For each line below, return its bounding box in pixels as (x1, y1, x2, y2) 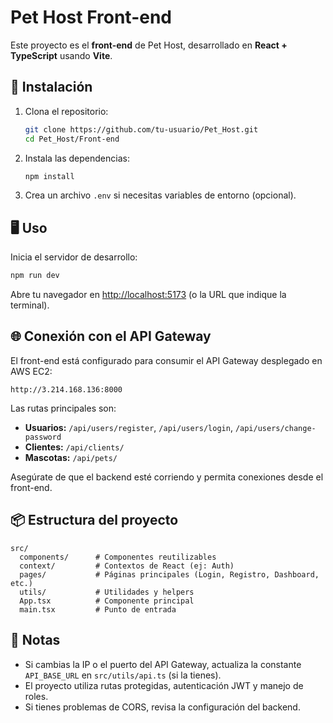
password (24, 432, 62, 442)
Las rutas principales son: (10, 402, 117, 414)
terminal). (10, 299, 50, 311)
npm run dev (10, 271, 60, 281)
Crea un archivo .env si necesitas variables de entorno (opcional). (24, 189, 297, 201)
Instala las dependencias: (24, 152, 130, 164)
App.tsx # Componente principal (19, 596, 195, 606)
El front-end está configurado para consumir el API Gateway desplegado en (10, 354, 323, 366)
